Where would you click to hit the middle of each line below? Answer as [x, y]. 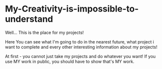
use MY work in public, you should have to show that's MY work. [70, 61]
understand [29, 19]
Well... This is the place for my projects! [44, 32]
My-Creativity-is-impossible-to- [72, 9]
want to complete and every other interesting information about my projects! [81, 47]
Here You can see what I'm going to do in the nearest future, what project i [80, 41]
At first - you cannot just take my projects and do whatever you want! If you [81, 56]
